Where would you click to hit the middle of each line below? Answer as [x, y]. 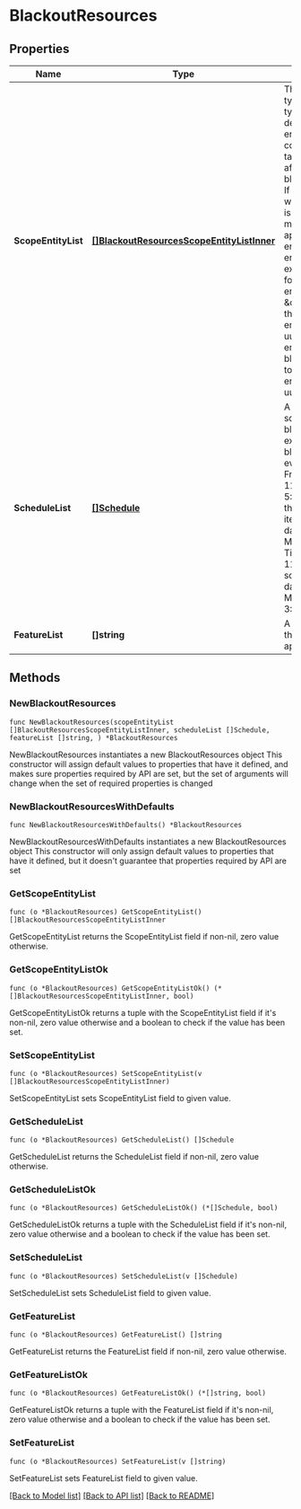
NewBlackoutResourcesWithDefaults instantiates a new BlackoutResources [148, 842]
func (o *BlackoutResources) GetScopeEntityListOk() [110, 988]
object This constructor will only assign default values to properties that [142, 851]
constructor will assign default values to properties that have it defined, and [149, 763]
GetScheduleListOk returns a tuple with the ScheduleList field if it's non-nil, [148, 1225]
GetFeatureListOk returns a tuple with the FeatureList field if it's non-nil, [142, 1410]
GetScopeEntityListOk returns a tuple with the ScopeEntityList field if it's [143, 1012]
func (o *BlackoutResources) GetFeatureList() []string [116, 1335]
